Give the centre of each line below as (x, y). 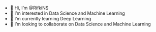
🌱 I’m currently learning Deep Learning (51, 19)
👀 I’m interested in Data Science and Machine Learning (68, 13)
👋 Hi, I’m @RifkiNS (29, 8)
